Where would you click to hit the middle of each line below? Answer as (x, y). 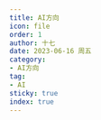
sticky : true (34, 93)
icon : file (30, 26)
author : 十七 (32, 43)
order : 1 (26, 34)
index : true (32, 102)
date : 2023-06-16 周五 (50, 51)
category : (28, 60)
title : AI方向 (35, 18)
